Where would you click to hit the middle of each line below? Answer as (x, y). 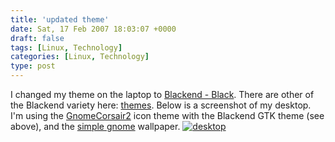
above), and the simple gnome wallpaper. (95, 126)
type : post (33, 66)
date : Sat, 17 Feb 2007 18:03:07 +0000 (93, 29)
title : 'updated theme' (60, 19)
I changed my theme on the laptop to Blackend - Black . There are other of (162, 94)
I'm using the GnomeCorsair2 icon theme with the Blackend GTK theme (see (167, 115)
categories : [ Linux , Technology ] (80, 57)
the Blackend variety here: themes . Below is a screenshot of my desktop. (161, 105)
